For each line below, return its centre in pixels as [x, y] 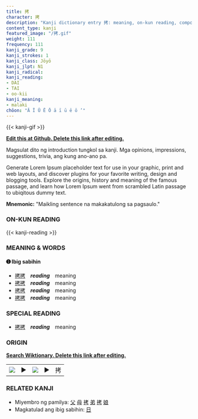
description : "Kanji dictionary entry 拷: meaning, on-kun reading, [91, 22]
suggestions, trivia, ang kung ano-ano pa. [57, 156]
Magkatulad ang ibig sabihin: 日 [53, 409]
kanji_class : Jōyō [29, 61]
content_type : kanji [32, 28]
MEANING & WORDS [36, 247]
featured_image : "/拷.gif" [39, 34]
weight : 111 [21, 39]
